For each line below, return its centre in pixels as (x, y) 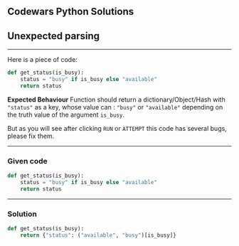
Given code (27, 161)
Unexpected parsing (54, 36)
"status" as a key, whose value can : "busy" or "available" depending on (115, 107)
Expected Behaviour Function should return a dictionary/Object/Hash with (116, 100)
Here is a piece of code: (43, 60)
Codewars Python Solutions (70, 12)
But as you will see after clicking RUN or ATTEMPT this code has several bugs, (117, 128)
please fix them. (31, 136)
